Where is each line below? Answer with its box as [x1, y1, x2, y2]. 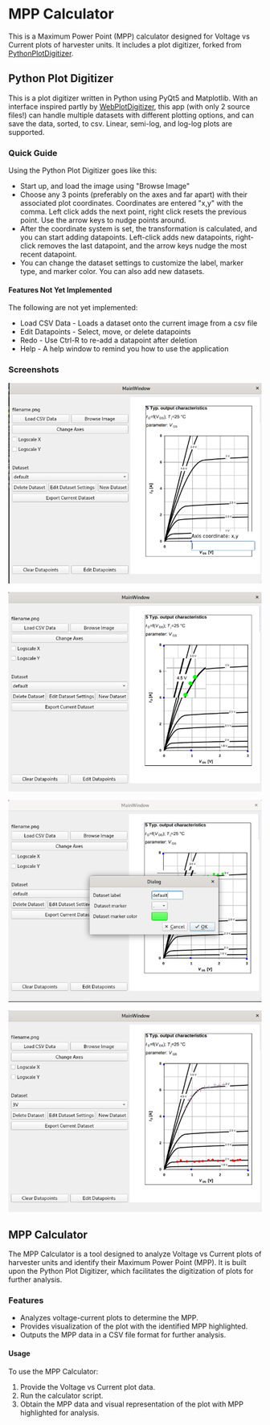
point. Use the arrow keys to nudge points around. [19, 215, 186, 225]
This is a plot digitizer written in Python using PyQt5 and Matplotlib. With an [8, 93, 259, 103]
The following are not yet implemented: [8, 303, 138, 313]
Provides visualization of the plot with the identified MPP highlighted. [19, 1321, 248, 1331]
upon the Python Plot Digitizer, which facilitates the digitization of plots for [8, 1267, 254, 1276]
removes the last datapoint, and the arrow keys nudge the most [37, 241, 247, 251]
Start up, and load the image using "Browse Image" [19, 182, 190, 191]
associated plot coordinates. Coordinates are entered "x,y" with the [19, 199, 243, 208]
